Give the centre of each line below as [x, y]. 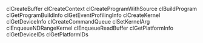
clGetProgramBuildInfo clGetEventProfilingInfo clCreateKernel [83, 15]
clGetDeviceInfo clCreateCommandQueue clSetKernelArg [78, 21]
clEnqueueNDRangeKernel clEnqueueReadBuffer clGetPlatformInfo [90, 28]
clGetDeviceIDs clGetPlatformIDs [48, 35]
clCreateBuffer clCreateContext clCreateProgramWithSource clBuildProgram [102, 9]
